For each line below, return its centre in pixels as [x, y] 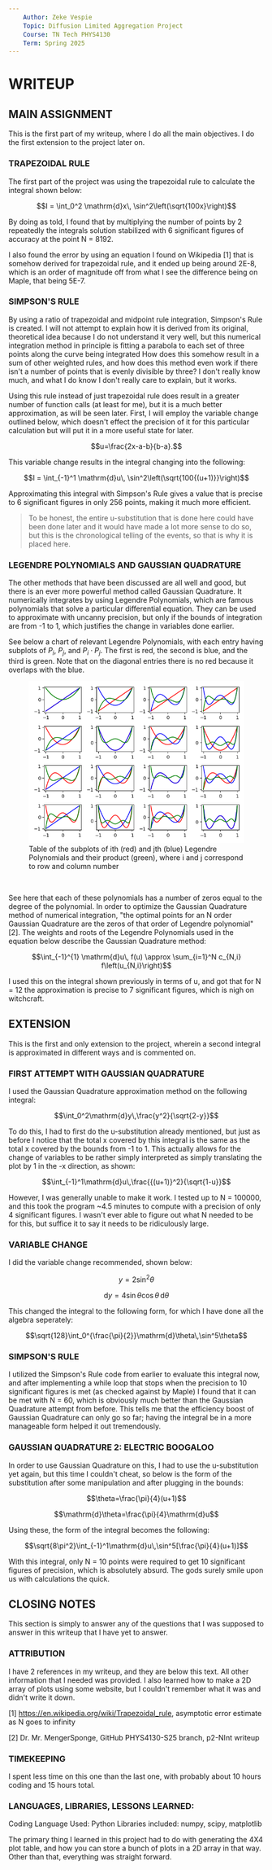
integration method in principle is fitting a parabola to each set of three [127, 345]
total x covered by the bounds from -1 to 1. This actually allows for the [125, 1149]
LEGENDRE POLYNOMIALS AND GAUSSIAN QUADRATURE [125, 564]
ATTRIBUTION [37, 1653]
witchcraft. [26, 999]
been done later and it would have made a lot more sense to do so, [140, 526]
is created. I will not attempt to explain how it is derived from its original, [129, 328]
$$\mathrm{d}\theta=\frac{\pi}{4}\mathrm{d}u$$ [136, 1514]
